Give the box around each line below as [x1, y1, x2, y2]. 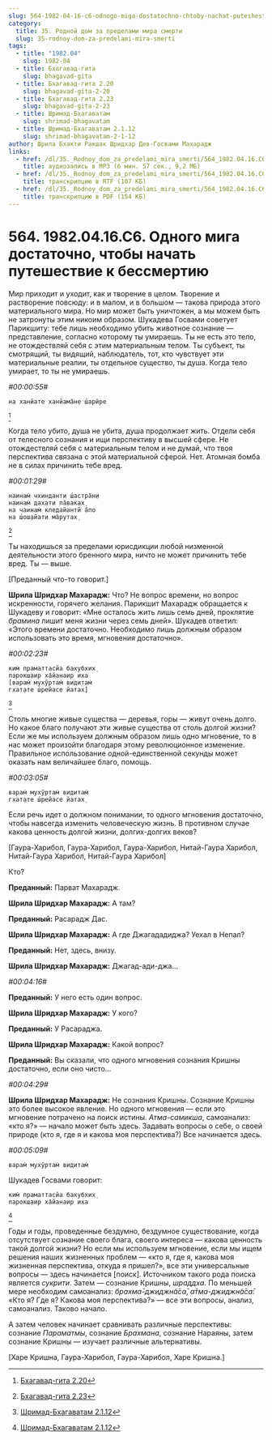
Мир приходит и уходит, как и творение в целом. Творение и [8, 288, 220, 298]
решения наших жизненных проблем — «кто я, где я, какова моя [8, 1252, 235, 1262]
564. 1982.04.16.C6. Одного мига [8, 228, 240, 245]
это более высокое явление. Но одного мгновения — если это [8, 1103, 226, 1114]
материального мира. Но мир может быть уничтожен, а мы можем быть [8, 305, 261, 316]
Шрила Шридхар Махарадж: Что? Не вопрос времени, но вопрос [8, 590, 239, 599]
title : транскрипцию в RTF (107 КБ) [23, 177, 147, 186]
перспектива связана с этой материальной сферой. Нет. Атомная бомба [8, 451, 261, 462]
